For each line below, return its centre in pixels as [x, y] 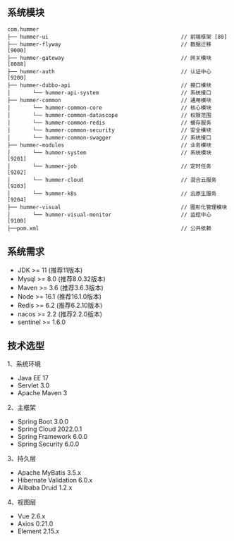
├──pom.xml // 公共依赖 [109, 228]
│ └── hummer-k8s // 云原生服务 [112, 193]
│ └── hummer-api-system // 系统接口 [109, 93]
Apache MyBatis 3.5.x [49, 473]
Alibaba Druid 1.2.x [45, 487]
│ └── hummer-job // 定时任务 [109, 166]
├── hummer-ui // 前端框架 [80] [117, 37]
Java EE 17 [33, 378]
